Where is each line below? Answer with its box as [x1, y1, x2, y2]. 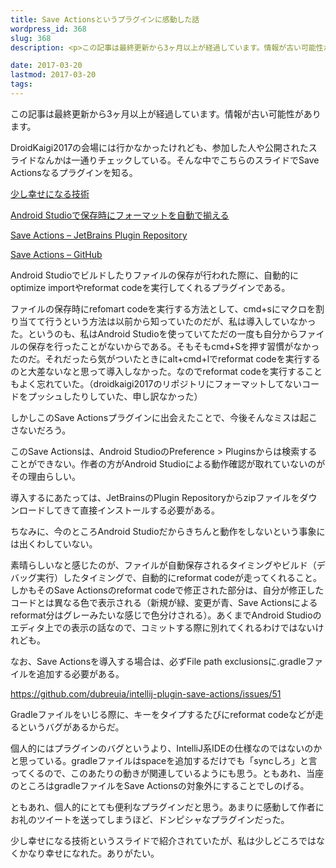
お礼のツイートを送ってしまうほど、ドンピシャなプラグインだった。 [10, 813, 290, 825]
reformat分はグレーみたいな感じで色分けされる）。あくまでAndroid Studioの [10, 609, 322, 621]
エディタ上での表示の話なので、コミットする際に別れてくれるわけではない [10, 621, 316, 633]
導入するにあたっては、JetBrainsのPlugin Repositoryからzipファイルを [10, 491, 300, 503]
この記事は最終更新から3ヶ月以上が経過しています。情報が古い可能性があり [10, 107, 322, 120]
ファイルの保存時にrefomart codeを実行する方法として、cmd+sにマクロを [10, 302, 316, 315]
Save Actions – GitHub [10, 248, 103, 260]
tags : [10, 79, 33, 90]
